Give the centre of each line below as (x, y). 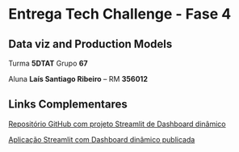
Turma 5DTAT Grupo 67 (48, 63)
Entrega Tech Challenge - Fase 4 (120, 14)
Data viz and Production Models (90, 44)
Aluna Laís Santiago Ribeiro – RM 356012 (78, 79)
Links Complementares (68, 105)
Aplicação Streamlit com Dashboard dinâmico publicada (102, 139)
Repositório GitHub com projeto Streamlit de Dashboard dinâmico (117, 124)
